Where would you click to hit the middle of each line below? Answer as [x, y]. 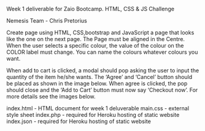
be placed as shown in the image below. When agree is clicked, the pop [97, 83]
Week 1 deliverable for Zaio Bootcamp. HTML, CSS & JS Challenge [91, 9]
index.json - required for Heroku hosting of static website [79, 121]
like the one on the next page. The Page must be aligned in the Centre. [96, 39]
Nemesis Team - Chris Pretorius [47, 21]
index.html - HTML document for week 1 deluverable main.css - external [98, 108]
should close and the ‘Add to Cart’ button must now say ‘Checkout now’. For [102, 90]
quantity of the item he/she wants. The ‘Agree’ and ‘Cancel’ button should [99, 77]
